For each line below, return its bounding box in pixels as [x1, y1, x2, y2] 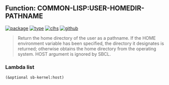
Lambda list [5, 63, 34, 70]
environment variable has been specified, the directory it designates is [17, 40, 164, 46]
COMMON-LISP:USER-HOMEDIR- [37, 4, 145, 13]
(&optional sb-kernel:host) [5, 75, 65, 80]
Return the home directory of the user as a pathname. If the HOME [17, 35, 156, 41]
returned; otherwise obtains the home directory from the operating [17, 45, 156, 52]
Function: [5, 4, 36, 13]
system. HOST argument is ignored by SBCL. [17, 51, 111, 57]
